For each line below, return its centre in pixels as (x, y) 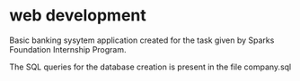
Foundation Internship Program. (68, 49)
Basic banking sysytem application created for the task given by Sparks (142, 40)
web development (78, 16)
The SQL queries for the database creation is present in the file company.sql (150, 67)
